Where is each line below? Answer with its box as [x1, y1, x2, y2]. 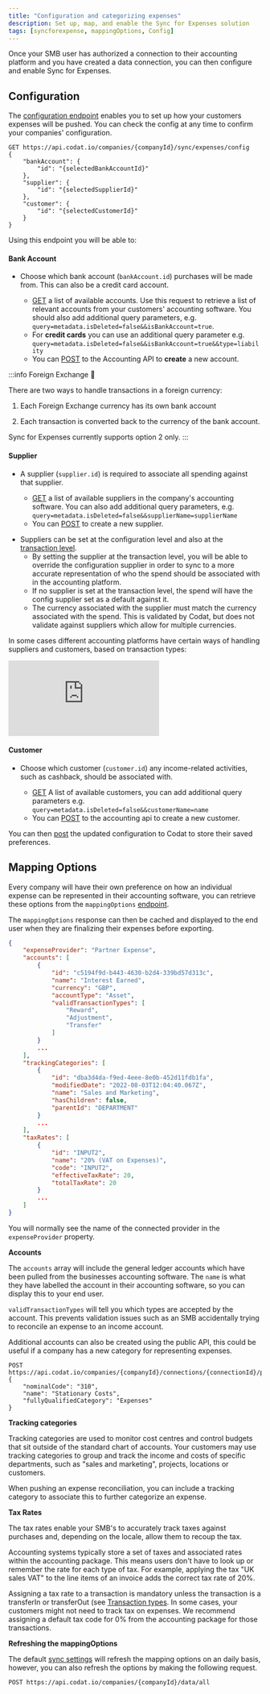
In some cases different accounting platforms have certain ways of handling [8, 635, 260, 645]
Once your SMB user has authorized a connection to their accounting [8, 49, 238, 59]
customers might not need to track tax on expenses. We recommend [8, 1605, 235, 1615]
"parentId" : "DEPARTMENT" [51, 1104, 138, 1112]
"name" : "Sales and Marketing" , [51, 1089, 160, 1097]
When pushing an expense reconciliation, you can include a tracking [8, 1483, 235, 1492]
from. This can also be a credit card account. [19, 280, 169, 290]
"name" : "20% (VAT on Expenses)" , [51, 1156, 167, 1164]
